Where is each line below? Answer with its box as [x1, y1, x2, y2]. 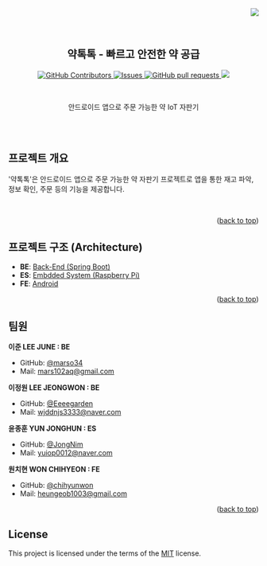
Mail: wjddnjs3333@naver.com [19, 408, 122, 417]
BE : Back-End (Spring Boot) [19, 262, 111, 271]
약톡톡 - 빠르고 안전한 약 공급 [67, 48, 200, 61]
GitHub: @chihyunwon [19, 481, 94, 490]
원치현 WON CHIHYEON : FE [8, 465, 101, 474]
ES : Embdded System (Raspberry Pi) [19, 271, 141, 280]
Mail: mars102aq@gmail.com [19, 366, 115, 377]
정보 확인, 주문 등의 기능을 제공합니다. [8, 184, 125, 193]
